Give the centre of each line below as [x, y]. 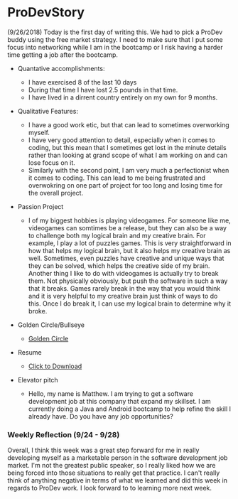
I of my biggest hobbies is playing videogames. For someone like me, [129, 220]
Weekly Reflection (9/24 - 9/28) [64, 434]
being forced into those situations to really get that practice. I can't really [114, 473]
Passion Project [40, 206]
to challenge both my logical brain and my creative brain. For [117, 235]
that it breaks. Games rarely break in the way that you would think [124, 288]
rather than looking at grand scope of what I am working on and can [128, 155]
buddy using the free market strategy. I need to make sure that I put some [115, 39]
